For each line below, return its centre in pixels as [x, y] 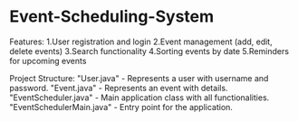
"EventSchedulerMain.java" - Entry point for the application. [121, 107]
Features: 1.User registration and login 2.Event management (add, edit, [141, 42]
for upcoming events [48, 60]
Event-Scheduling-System [112, 17]
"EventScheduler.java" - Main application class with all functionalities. [139, 98]
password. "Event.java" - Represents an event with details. [119, 88]
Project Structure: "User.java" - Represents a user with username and [139, 78]
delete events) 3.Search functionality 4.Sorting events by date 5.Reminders [149, 51]
